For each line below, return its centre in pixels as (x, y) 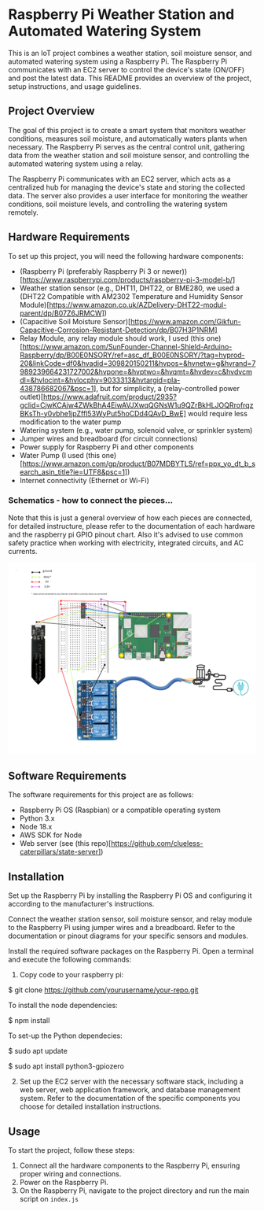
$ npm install (29, 1021)
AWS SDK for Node (51, 835)
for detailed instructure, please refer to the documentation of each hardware (132, 526)
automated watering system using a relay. (76, 164)
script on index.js (49, 1199)
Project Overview (51, 111)
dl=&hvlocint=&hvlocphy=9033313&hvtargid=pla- (100, 380)
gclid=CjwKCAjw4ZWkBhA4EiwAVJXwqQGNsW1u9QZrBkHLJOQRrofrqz (136, 405)
